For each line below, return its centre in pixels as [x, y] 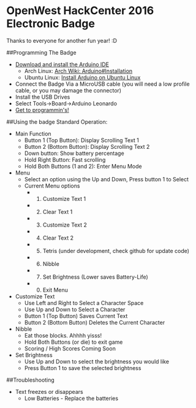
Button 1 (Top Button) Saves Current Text [76, 315]
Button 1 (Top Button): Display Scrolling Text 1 [82, 140]
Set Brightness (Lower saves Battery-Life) [95, 277]
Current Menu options [52, 186]
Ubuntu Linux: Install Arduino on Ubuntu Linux [82, 77]
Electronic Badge [51, 24]
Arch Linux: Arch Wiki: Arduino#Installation [78, 70]
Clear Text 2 [58, 238]
